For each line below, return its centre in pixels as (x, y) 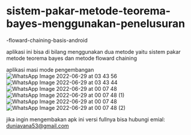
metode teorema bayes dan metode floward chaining (71, 58)
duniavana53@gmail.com (38, 125)
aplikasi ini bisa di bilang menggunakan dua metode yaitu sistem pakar (94, 51)
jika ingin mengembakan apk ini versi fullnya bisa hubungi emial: (86, 119)
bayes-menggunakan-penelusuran (95, 24)
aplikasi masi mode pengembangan (50, 69)
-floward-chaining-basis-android (47, 40)
